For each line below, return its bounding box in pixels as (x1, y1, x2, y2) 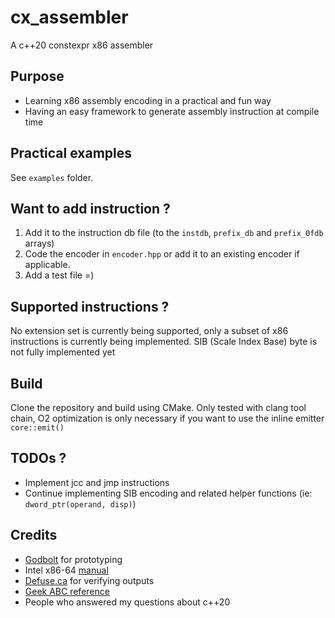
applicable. (24, 259, 71, 271)
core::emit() (10, 423, 65, 433)
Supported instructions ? (10, 298, 170, 315)
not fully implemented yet (10, 346, 116, 358)
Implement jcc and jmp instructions (24, 476, 170, 488)
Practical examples (10, 145, 133, 162)
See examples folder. (10, 171, 94, 183)
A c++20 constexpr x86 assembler (10, 39, 154, 51)
